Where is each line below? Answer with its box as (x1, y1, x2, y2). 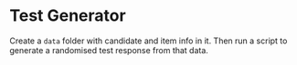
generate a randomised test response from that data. (9, 44, 208, 55)
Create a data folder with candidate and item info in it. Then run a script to (9, 35, 288, 46)
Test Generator (9, 5, 126, 26)
